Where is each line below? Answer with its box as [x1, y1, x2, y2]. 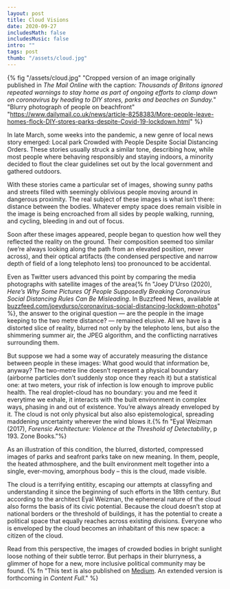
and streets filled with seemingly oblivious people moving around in [7, 187, 198, 196]
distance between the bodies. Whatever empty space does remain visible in [7, 202, 222, 210]
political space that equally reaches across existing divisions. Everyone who [7, 516, 222, 525]
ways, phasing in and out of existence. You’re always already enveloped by [7, 402, 220, 411]
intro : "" [7, 42, 36, 49]
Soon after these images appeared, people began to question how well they [7, 230, 222, 238]
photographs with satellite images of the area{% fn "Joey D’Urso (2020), [7, 279, 212, 288]
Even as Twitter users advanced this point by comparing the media [7, 273, 196, 281]
